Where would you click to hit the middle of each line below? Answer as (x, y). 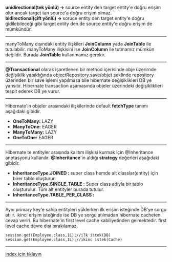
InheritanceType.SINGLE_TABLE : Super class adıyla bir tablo (78, 184)
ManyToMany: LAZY (35, 132)
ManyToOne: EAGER (35, 127)
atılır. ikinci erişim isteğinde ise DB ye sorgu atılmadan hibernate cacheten (83, 215)
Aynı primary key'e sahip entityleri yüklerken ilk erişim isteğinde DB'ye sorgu (86, 210)
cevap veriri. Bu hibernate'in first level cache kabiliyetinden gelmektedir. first (86, 220)
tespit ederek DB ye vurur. (33, 91)
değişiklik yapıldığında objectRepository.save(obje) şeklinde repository (80, 75)
